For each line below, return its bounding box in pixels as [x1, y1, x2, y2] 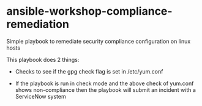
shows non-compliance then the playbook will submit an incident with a [15, 86, 196, 93]
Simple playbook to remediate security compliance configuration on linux [6, 37, 191, 45]
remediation [6, 17, 69, 31]
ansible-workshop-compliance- [6, 4, 173, 18]
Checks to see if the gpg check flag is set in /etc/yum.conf [15, 67, 163, 75]
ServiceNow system [15, 93, 66, 100]
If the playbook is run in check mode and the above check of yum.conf [15, 80, 194, 87]
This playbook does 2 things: [6, 56, 80, 63]
